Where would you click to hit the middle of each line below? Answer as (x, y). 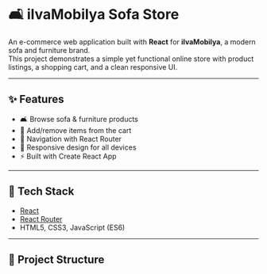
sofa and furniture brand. (49, 50)
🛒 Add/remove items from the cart (75, 130)
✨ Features (36, 99)
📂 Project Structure (56, 259)
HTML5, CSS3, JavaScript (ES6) (72, 227)
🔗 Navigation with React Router (70, 139)
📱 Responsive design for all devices (78, 147)
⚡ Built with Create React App (68, 156)
